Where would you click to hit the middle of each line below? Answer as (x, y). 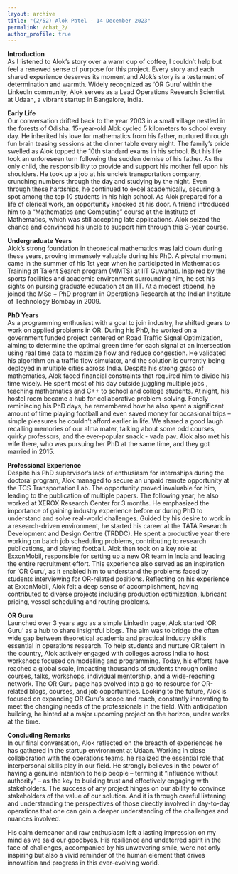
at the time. (24, 721)
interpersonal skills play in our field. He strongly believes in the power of (113, 766)
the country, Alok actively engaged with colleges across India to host (108, 654)
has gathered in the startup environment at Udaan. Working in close (107, 751)
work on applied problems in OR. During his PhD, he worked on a (102, 330)
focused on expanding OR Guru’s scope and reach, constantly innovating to (118, 699)
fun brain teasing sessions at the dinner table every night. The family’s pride (118, 144)
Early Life (22, 113)
